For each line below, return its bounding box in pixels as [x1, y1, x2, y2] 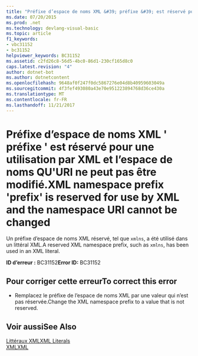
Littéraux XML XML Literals [6, 338, 71, 345]
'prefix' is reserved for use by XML [6, 190, 180, 204]
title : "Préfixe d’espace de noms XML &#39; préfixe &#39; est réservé [6, 8, 186, 15]
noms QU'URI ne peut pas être [6, 165, 157, 179]
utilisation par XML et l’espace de [6, 153, 173, 166]
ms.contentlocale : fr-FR [6, 96, 67, 102]
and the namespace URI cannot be [6, 203, 178, 216]
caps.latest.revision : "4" [6, 63, 72, 70]
